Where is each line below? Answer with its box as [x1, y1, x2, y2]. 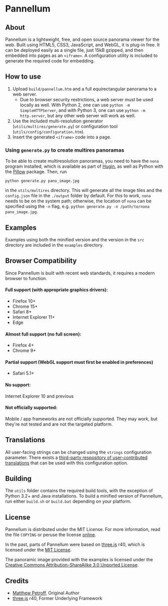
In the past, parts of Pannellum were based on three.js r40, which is [5, 542, 145, 548]
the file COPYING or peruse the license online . [5, 532, 97, 538]
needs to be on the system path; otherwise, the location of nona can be [5, 198, 152, 204]
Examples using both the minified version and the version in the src [5, 236, 144, 242]
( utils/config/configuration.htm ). [12, 128, 85, 134]
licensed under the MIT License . [5, 547, 72, 553]
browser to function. [5, 275, 48, 281]
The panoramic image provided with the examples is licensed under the [5, 557, 153, 563]
